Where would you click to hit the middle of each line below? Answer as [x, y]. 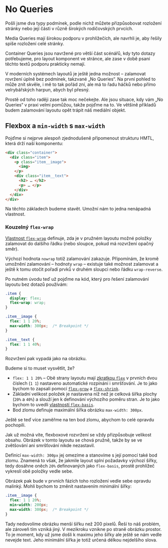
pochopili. [16, 425]
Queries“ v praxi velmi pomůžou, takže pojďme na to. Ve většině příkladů [81, 104]
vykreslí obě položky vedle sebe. [39, 471]
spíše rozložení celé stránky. [35, 43]
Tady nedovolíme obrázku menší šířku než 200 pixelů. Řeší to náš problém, [83, 524]
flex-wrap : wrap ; [28, 303]
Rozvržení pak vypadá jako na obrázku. [46, 359]
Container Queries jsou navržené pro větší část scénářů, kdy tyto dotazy [80, 53]
